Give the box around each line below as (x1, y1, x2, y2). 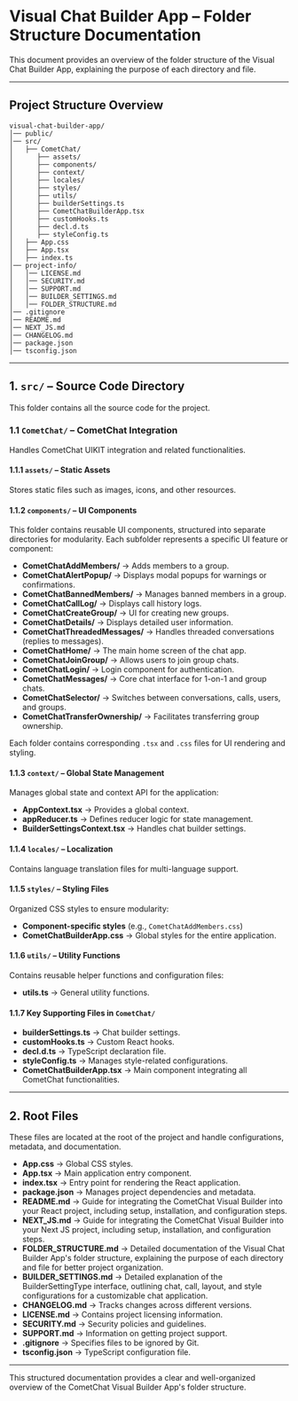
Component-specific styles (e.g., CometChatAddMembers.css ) (21, 920, 244, 931)
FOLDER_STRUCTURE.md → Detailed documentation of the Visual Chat (21, 1243, 286, 1254)
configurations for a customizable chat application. (21, 1290, 208, 1301)
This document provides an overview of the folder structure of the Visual (9, 54, 275, 65)
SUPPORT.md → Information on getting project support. (21, 1328, 228, 1339)
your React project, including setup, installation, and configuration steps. (21, 1206, 288, 1217)
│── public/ (9, 129, 53, 138)
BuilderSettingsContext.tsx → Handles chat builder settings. (21, 823, 247, 834)
